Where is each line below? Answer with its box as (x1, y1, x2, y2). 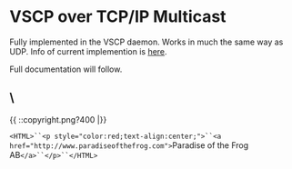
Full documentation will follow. (9, 64, 123, 75)
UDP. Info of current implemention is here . (9, 45, 167, 56)
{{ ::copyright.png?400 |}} (9, 114, 107, 124)
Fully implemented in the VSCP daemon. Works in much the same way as (9, 36, 284, 47)
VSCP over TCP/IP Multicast (9, 6, 227, 27)
